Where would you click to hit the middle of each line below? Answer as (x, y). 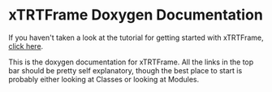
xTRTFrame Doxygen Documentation (136, 15)
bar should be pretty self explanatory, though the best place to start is (125, 70)
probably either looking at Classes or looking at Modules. (104, 79)
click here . (26, 46)
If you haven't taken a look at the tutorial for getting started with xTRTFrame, (136, 37)
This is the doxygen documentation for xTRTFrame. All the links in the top (131, 62)
